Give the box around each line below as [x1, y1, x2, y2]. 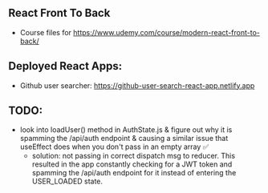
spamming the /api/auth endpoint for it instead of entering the [31, 168, 237, 178]
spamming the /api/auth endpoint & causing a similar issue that [19, 134, 229, 143]
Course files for [19, 27, 72, 37]
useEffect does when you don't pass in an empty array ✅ [19, 142, 209, 151]
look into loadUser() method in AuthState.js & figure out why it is [19, 125, 233, 135]
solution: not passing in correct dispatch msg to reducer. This [31, 151, 235, 161]
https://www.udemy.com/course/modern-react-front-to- [73, 27, 261, 37]
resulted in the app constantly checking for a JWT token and [31, 159, 233, 169]
